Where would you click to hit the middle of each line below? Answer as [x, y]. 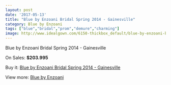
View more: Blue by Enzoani [35, 77]
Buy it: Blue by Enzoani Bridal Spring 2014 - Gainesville [63, 67]
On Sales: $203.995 [27, 58]
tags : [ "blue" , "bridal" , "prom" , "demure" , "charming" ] [62, 29]
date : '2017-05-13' [26, 15]
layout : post [19, 10]
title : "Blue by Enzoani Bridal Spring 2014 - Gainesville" [70, 19]
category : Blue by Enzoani [34, 24]
